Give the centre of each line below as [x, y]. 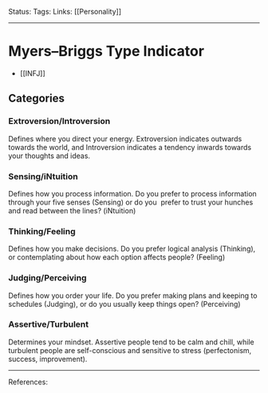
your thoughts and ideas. [49, 156]
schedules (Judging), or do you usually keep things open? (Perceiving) [124, 304]
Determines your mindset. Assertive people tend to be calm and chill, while [131, 342]
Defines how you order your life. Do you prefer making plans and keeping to [133, 296]
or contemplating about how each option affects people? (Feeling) [117, 257]
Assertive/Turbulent [49, 324]
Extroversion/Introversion [59, 121]
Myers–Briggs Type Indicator [106, 52]
